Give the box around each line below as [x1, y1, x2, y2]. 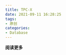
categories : [5, 26, 30, 31]
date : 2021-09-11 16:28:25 [5, 12, 61, 17]
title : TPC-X [5, 7, 32, 12]
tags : [5, 16, 16, 21]
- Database [5, 30, 28, 35]
